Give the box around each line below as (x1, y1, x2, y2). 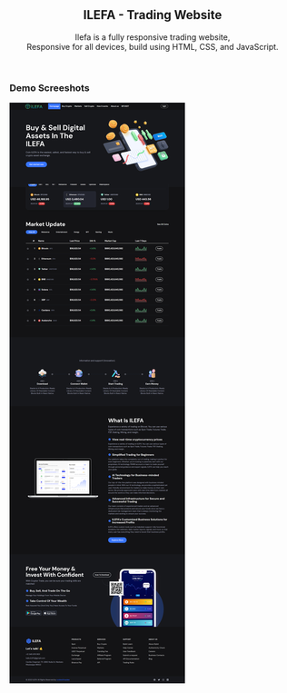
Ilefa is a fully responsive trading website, (74, 31, 231, 43)
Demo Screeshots (9, 81, 90, 94)
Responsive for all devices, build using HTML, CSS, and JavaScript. (26, 41, 279, 52)
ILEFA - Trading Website (83, 7, 223, 23)
